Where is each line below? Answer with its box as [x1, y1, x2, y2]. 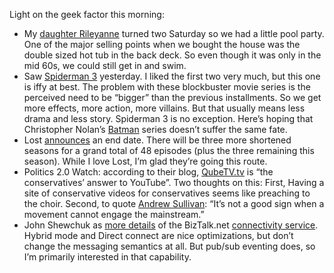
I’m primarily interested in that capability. [23, 251, 192, 263]
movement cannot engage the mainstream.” [23, 209, 205, 220]
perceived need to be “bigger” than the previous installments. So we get [23, 92, 322, 103]
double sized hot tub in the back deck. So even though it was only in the [23, 49, 322, 61]
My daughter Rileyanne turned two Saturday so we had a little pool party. [23, 28, 325, 39]
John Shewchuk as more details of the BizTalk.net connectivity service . [23, 219, 319, 231]
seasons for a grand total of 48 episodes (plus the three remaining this [23, 145, 315, 156]
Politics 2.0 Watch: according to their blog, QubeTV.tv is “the [23, 166, 274, 178]
